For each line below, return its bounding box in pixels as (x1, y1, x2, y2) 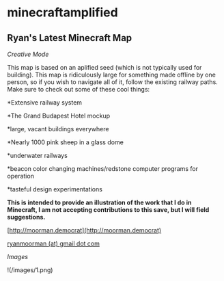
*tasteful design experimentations (7, 185, 102, 193)
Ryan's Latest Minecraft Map (7, 32, 132, 44)
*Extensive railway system (7, 98, 83, 107)
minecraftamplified (7, 5, 118, 21)
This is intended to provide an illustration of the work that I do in (7, 198, 192, 206)
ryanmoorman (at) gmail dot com (7, 239, 100, 247)
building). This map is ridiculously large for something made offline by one (7, 70, 216, 79)
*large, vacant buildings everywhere (7, 125, 109, 133)
